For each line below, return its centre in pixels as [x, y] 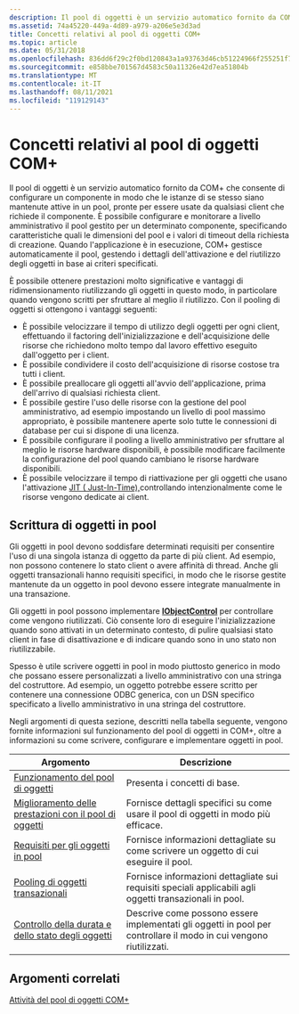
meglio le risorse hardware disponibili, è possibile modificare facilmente [154, 450]
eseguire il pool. [159, 863]
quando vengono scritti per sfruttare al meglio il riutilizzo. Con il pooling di [145, 300]
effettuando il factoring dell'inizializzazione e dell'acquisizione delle [145, 336]
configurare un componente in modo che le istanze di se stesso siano [137, 198]
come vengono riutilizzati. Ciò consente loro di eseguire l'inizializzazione [142, 621]
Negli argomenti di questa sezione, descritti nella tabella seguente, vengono [148, 722]
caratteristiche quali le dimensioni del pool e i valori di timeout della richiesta [149, 235]
